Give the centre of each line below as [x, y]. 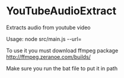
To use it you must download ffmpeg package [62, 50]
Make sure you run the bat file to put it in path [62, 68]
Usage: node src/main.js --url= [44, 39]
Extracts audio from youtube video [48, 27]
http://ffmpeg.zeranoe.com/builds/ [48, 57]
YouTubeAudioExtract [61, 11]
